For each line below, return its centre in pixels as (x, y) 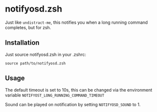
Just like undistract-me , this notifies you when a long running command (77, 22)
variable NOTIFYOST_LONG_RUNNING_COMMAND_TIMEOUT (55, 95)
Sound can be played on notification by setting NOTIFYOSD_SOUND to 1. (73, 104)
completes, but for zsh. (28, 27)
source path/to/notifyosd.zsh (36, 63)
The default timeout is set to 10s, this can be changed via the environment (79, 90)
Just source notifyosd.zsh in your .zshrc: (46, 54)
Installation (22, 43)
